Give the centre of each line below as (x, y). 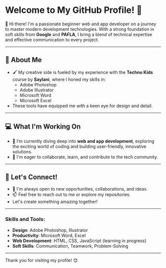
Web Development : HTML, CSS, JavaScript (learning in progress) (79, 241)
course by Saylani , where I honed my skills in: (59, 79)
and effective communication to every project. (52, 40)
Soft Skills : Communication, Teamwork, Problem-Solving (70, 246)
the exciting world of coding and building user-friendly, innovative (79, 146)
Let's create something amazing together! (55, 202)
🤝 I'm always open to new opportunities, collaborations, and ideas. (80, 189)
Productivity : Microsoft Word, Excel (49, 235)
